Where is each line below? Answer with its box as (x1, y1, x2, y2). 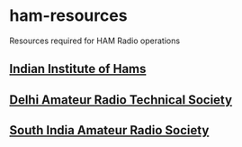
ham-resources (9, 5, 128, 26)
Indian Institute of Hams (9, 61, 147, 77)
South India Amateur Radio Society (9, 123, 210, 138)
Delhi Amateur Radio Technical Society (9, 92, 232, 107)
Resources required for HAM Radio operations (9, 35, 181, 46)
